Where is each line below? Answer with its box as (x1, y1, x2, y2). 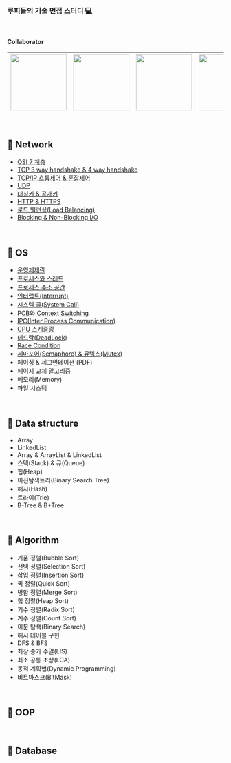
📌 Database (7, 744, 58, 756)
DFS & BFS (16, 639, 48, 647)
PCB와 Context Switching (16, 309, 89, 317)
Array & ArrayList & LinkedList (16, 450, 102, 459)
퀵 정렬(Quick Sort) (16, 579, 71, 587)
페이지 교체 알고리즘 (16, 367, 71, 375)
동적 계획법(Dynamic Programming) (16, 664, 116, 673)
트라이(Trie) (16, 493, 49, 501)
